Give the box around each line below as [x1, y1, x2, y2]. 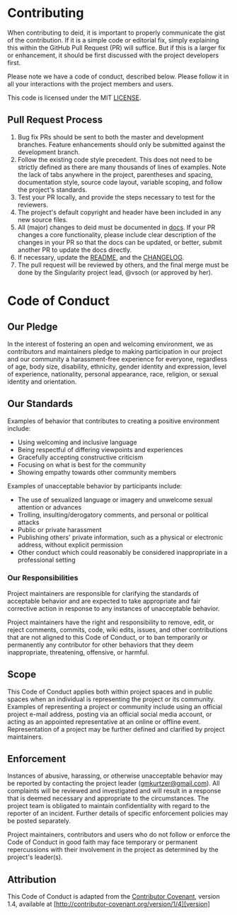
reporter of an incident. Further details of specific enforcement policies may [7, 809, 229, 818]
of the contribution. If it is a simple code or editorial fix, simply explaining [7, 35, 219, 44]
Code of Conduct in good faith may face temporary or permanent [7, 838, 198, 846]
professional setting [17, 556, 76, 564]
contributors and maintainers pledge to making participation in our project [7, 347, 223, 355]
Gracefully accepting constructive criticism [17, 453, 144, 461]
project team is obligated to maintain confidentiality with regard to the [7, 802, 210, 810]
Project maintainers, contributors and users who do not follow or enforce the [7, 830, 231, 839]
